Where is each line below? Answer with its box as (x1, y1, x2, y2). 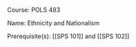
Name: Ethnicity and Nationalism (7, 19, 100, 27)
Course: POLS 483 (7, 6, 61, 14)
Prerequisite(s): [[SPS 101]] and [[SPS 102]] (7, 32, 130, 40)
